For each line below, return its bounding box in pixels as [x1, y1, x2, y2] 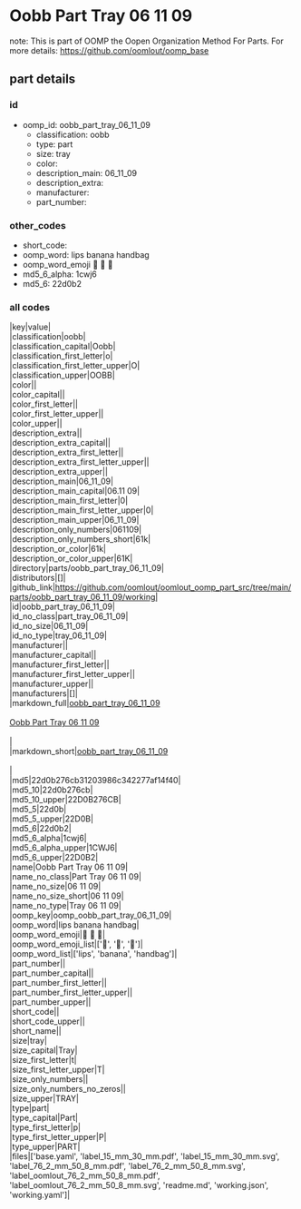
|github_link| [9, 582, 56, 593]
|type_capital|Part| [9, 1113, 79, 1124]
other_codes [9, 219, 66, 231]
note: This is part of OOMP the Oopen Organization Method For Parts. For [9, 35, 284, 46]
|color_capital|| [9, 389, 65, 400]
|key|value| [9, 321, 52, 332]
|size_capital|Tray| [9, 1045, 78, 1056]
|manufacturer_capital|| [9, 650, 97, 661]
